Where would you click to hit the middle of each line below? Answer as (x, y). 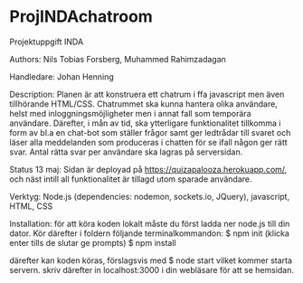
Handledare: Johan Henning (62, 76)
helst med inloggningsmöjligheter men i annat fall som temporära (130, 113)
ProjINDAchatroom (81, 17)
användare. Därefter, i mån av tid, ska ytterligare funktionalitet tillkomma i (145, 123)
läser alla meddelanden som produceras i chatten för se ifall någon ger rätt (148, 142)
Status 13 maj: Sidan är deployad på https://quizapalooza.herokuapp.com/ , (148, 169)
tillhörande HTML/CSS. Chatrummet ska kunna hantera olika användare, (143, 104)
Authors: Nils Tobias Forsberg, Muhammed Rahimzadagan (118, 59)
